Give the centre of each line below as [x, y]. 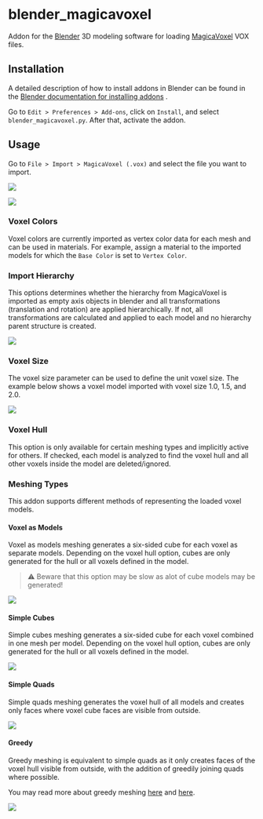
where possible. [34, 777]
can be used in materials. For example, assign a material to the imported [125, 247]
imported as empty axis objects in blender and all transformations [114, 301]
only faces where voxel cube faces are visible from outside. [104, 710]
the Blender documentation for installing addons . [88, 96]
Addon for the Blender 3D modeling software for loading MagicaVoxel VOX [129, 36]
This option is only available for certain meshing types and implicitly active [128, 447]
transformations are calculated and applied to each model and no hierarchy [130, 318]
